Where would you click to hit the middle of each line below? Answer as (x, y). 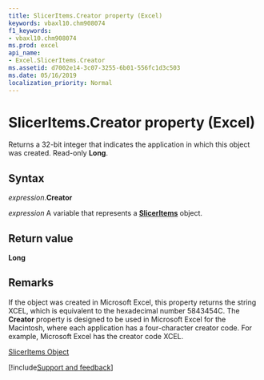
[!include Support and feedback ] (61, 367)
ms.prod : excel (34, 46)
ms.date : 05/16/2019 (43, 75)
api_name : (25, 53)
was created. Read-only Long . (58, 153)
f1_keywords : (30, 30)
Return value (41, 239)
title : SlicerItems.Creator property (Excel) (85, 16)
